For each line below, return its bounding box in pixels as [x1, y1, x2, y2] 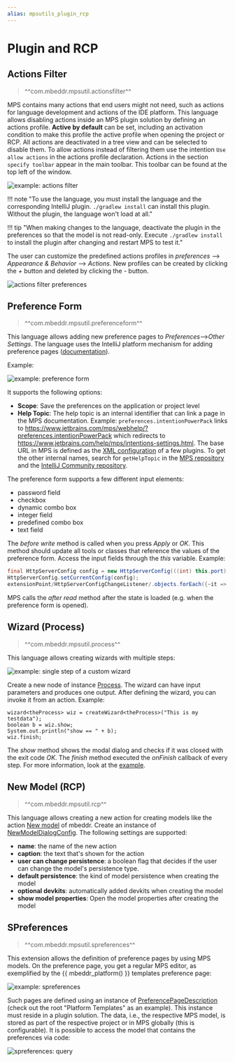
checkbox [17, 496, 47, 505]
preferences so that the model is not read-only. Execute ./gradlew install [7, 231, 223, 239]
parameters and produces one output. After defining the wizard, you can [7, 688, 217, 696]
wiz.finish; [7, 733, 42, 740]
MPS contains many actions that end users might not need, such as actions [7, 100, 225, 109]
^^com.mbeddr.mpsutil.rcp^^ [24, 800, 107, 808]
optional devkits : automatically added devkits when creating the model [17, 886, 224, 894]
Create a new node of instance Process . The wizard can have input [7, 681, 201, 689]
